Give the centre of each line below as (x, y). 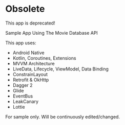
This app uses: (21, 43)
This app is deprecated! (30, 23)
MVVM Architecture (34, 63)
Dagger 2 (23, 85)
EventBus (23, 96)
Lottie (19, 107)
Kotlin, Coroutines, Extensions (44, 58)
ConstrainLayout (30, 74)
